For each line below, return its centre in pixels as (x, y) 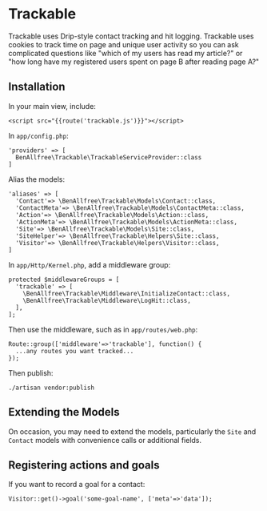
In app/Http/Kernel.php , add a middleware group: (90, 264)
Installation (37, 87)
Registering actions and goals (84, 465)
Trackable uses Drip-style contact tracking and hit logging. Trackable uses (131, 36)
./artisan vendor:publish (51, 388)
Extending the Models (64, 412)
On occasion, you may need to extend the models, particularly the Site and (132, 431)
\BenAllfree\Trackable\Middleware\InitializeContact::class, (126, 293)
